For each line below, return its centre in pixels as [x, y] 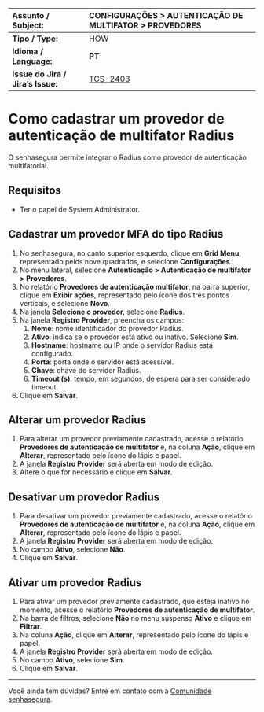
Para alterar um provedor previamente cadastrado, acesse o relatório [131, 439]
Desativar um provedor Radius [84, 497]
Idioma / [28, 52]
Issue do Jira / [39, 74]
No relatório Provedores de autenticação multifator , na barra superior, [135, 286]
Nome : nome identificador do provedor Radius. [108, 328]
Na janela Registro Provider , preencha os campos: [102, 320]
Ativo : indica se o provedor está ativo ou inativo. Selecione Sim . [135, 337]
